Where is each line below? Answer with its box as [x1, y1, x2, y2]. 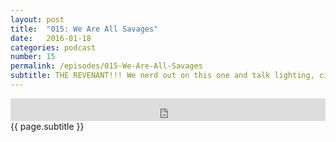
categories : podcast [10, 42, 97, 53]
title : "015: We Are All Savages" [10, 24, 159, 34]
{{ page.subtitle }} [10, 120, 85, 132]
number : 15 [10, 52, 56, 62]
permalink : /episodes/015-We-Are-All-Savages [10, 61, 203, 71]
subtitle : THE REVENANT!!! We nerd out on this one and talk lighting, [10, 71, 315, 81]
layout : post [10, 14, 65, 25]
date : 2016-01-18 [10, 33, 92, 43]
